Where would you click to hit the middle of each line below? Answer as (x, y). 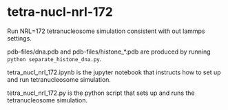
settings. (20, 38)
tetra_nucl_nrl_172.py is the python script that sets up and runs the (101, 93)
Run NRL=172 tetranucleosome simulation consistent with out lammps (106, 31)
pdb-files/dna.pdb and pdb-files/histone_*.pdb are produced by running (109, 52)
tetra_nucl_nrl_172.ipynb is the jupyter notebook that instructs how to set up (114, 72)
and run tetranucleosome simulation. (59, 79)
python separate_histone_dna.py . (54, 58)
